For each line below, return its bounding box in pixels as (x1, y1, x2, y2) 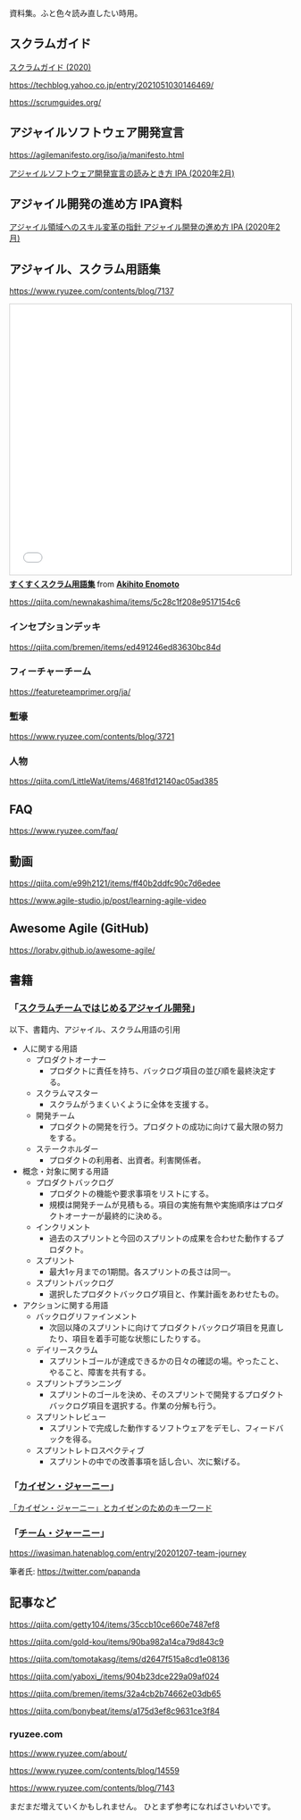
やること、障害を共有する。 (48, 1366, 151, 1377)
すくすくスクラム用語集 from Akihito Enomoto (9, 579, 180, 589)
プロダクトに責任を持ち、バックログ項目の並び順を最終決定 (48, 1065, 269, 1076)
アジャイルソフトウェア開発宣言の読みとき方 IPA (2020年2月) (9, 168, 235, 179)
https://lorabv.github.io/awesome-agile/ (9, 945, 155, 956)
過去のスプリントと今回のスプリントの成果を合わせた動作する (48, 1232, 277, 1243)
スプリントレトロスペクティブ (35, 1445, 145, 1456)
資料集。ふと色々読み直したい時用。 (9, 8, 143, 18)
